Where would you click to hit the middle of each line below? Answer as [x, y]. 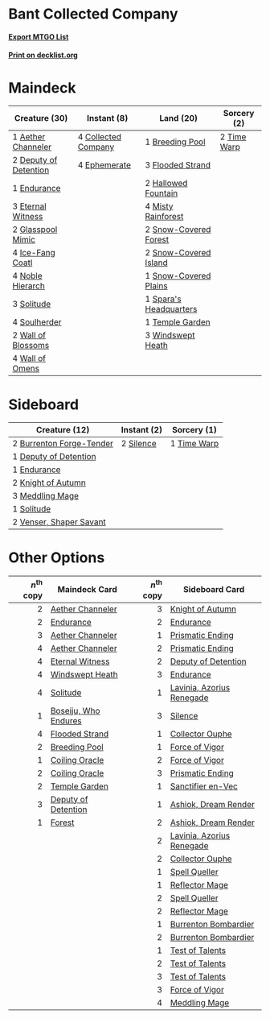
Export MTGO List [39, 36]
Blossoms [31, 346]
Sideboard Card [214, 589]
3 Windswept [170, 335]
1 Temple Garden [178, 322]
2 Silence [139, 444]
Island [156, 263]
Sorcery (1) [194, 430]
